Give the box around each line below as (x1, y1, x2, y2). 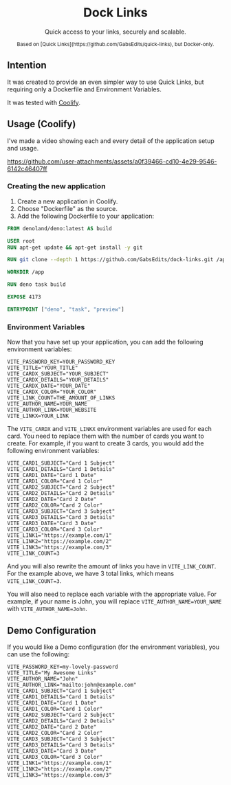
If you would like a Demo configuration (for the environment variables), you (7, 643, 220, 651)
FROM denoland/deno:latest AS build (7, 225, 112, 232)
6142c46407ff (7, 164, 48, 173)
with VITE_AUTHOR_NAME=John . (7, 605, 88, 613)
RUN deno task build (7, 281, 67, 288)
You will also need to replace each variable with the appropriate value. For (7, 590, 217, 599)
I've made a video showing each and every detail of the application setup (7, 136, 214, 145)
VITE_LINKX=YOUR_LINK (7, 412, 69, 420)
